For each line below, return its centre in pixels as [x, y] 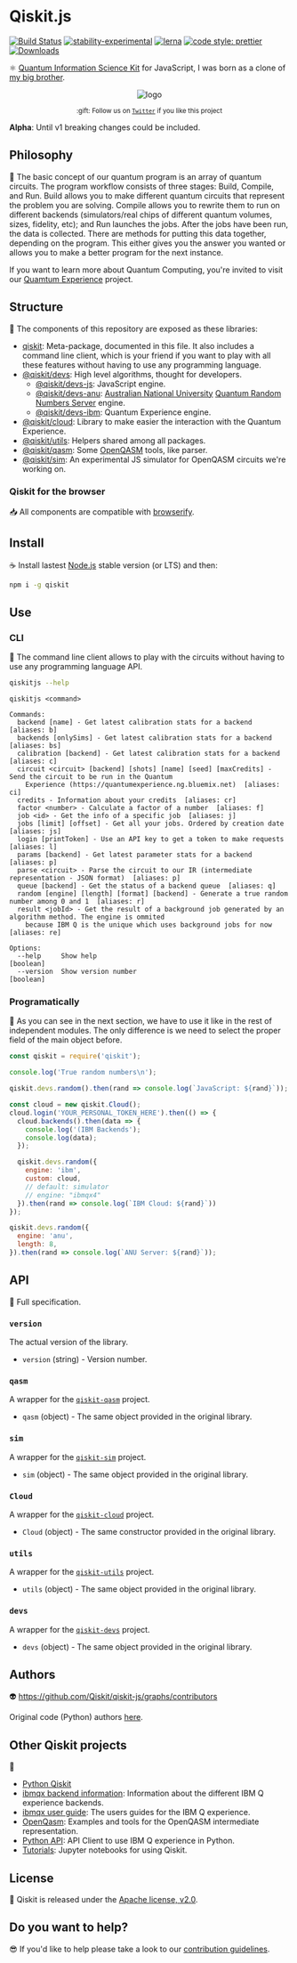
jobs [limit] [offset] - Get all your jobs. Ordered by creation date [151, 824]
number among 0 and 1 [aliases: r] [77, 902]
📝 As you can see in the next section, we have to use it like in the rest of [141, 1021]
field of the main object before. [66, 1040]
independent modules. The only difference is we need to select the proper [145, 1031]
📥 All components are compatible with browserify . [102, 511]
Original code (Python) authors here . [76, 1717]
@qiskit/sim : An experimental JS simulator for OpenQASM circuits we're [154, 459]
